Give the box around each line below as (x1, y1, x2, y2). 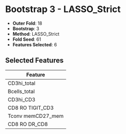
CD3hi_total (8, 80, 36, 87)
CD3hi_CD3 (8, 96, 36, 103)
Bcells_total (8, 88, 35, 95)
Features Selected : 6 (12, 41, 57, 47)
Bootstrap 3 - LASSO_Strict (5, 4, 121, 15)
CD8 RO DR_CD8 (8, 120, 48, 127)
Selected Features (5, 56, 64, 65)
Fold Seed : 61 (12, 36, 41, 42)
